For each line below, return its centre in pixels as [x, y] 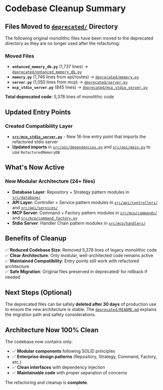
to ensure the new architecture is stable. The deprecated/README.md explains [81, 310]
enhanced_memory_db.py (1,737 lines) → [50, 67]
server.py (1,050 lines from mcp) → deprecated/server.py [70, 82]
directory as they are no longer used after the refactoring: [63, 43]
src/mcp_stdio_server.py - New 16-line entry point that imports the [79, 136]
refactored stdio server [35, 141]
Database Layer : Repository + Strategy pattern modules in [71, 192]
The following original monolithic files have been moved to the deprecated [79, 38]
